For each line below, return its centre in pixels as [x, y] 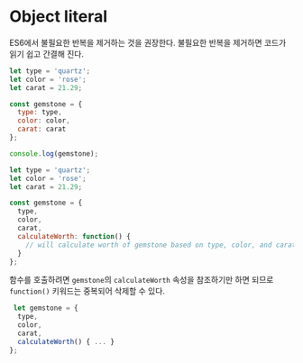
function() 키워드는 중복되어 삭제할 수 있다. [87, 291]
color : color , [44, 121]
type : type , [40, 113]
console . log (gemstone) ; [54, 154]
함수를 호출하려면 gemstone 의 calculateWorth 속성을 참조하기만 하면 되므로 [142, 280]
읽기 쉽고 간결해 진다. [46, 54]
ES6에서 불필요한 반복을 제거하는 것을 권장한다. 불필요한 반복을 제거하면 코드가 [148, 42]
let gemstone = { [46, 308]
